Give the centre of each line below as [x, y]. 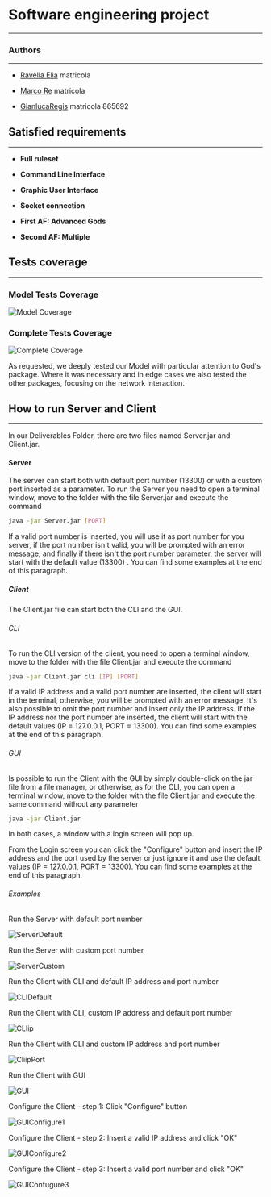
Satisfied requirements [67, 132]
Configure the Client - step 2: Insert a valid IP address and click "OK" [123, 1137]
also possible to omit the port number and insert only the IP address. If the [132, 709]
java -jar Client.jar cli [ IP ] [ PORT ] [73, 676]
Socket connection [52, 206]
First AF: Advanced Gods [63, 221]
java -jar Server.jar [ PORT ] [57, 521]
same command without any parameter [73, 803]
